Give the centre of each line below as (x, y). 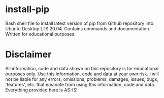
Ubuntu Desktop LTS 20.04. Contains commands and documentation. (78, 28)
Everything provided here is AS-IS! (41, 90)
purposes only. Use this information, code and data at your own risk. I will (82, 74)
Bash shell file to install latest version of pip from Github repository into (79, 23)
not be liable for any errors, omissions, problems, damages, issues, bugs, (82, 79)
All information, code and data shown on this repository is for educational (82, 68)
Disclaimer (28, 55)
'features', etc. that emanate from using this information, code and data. (80, 84)
